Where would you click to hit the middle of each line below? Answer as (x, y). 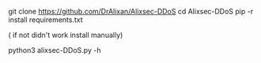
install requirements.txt (45, 20)
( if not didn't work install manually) (66, 35)
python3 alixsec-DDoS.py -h (55, 50)
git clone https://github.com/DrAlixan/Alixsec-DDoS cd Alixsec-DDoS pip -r (131, 11)
